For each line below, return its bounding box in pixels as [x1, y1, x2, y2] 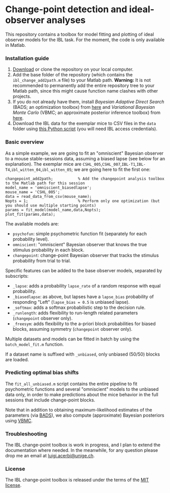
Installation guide [5, 54, 49, 62]
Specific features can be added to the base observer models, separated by [5, 267, 162, 273]
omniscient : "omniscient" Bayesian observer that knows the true [12, 241, 147, 247]
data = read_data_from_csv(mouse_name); [5, 194, 92, 199]
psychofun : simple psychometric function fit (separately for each [12, 230, 147, 237]
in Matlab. [5, 42, 26, 48]
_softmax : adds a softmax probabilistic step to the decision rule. [12, 304, 146, 310]
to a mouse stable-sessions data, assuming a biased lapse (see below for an [5, 155, 165, 161]
